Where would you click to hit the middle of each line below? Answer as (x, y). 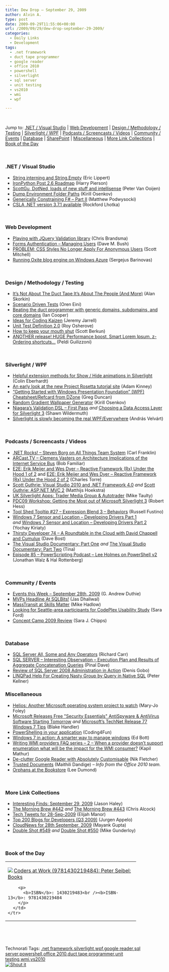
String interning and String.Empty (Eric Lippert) (61, 178)
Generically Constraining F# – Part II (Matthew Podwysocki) (74, 199)
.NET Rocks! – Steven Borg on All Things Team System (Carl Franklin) (84, 452)
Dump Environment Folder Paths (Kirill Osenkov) (62, 194)
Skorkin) (21, 299)
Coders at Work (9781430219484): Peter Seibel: (72, 871)
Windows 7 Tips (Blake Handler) (46, 727)
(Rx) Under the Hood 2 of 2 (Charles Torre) (57, 479)
